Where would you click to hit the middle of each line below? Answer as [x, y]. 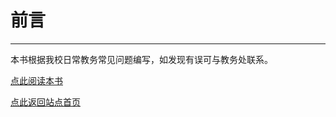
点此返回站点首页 [45, 102]
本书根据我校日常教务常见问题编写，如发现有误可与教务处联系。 [141, 59]
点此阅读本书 [36, 80]
